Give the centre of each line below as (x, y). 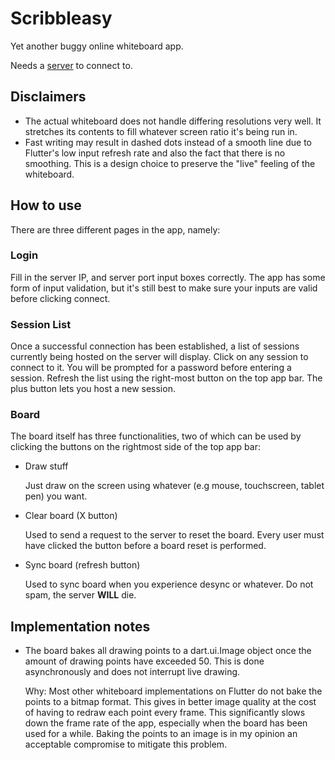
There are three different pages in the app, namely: (115, 229)
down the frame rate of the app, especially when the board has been (166, 723)
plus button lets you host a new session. (93, 389)
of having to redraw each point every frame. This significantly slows (165, 713)
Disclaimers (48, 97)
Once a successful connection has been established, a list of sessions (155, 346)
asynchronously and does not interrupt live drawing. (132, 672)
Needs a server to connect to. (71, 65)
